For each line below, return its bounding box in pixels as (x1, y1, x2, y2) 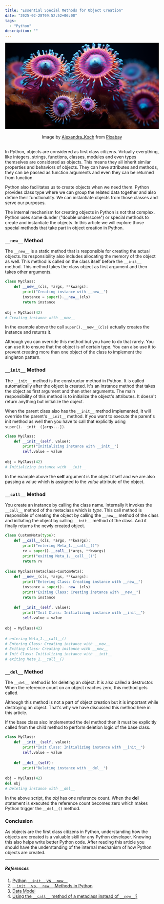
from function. (5, 175, 34, 181)
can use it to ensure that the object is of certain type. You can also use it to (5, 344, 156, 350)
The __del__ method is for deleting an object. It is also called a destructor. (5, 679, 154, 685)
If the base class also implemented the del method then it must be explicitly (5, 719, 157, 725)
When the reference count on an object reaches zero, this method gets (5, 685, 148, 691)
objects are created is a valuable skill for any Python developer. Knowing (5, 834, 151, 840)
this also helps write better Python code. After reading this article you (5, 839, 145, 845)
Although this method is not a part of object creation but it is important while (5, 699, 159, 705)
